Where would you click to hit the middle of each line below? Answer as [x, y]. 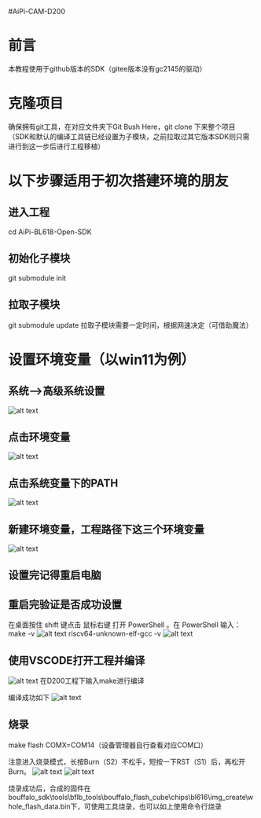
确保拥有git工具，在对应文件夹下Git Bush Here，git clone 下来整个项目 [122, 127]
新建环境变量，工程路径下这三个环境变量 [106, 529]
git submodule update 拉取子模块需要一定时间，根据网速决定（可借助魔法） [130, 325]
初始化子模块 [39, 259]
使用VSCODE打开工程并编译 [77, 660]
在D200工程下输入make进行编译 [92, 680]
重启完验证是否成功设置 [65, 604]
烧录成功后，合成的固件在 [50, 788]
